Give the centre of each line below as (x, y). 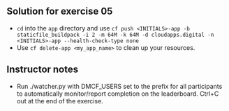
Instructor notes (43, 70)
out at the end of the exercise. (60, 101)
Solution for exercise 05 (60, 11)
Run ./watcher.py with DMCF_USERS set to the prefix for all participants (119, 86)
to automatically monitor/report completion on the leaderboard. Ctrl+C (118, 94)
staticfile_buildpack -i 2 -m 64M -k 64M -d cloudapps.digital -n (115, 35)
